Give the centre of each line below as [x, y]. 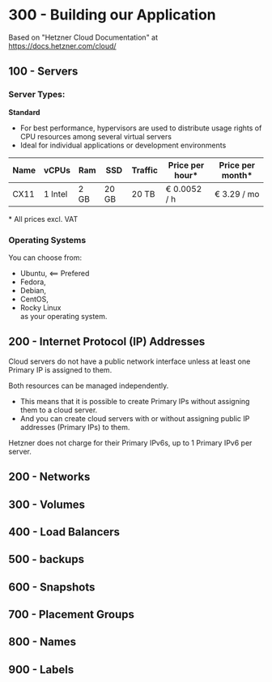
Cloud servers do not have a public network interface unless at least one [130, 361]
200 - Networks [49, 477]
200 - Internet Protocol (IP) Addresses [107, 342]
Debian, [33, 290]
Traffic [144, 170]
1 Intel [55, 194]
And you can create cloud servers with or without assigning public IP [135, 418]
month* [237, 175]
